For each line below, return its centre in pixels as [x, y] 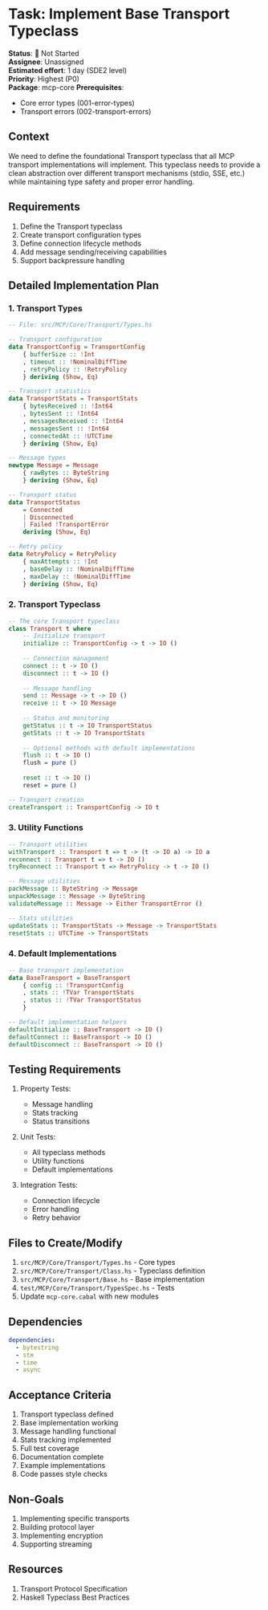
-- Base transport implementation [66, 970]
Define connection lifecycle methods [81, 243]
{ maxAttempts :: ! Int [61, 561]
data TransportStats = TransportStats [73, 399]
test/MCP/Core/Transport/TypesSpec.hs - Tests [97, 1288]
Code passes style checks [64, 1474]
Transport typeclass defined [67, 1414]
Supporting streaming [56, 1544]
